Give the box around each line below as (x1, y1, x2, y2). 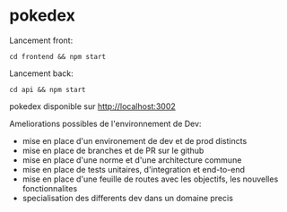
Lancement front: (9, 35, 74, 46)
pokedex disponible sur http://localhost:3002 (9, 100, 177, 112)
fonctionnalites (22, 182, 78, 193)
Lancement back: (9, 68, 74, 79)
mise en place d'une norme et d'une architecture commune (22, 154, 242, 165)
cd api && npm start (9, 85, 87, 94)
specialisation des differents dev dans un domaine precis (22, 192, 233, 203)
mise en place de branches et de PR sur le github (22, 145, 204, 156)
